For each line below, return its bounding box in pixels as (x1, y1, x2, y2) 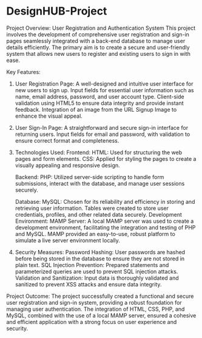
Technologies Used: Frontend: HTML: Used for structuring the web (15, 149, 183, 156)
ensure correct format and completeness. (15, 137, 120, 144)
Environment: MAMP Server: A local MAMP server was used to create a (15, 217, 194, 225)
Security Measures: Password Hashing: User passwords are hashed (15, 248, 186, 255)
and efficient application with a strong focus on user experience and (6, 318, 177, 325)
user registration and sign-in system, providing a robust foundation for (6, 299, 182, 306)
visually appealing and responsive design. (15, 161, 120, 169)
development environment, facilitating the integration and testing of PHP (15, 223, 196, 231)
